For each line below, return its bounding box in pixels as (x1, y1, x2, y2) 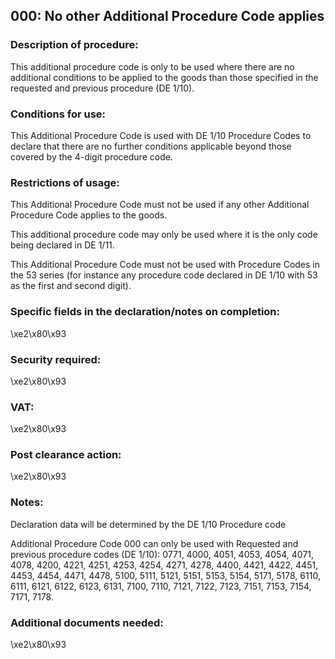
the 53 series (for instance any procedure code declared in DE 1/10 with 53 (10, 269, 318, 281)
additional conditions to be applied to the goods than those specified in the (10, 71, 319, 83)
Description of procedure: (10, 38, 139, 52)
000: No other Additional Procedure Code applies (10, 8, 325, 25)
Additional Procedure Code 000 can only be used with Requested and (10, 537, 299, 549)
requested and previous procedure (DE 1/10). (10, 82, 195, 94)
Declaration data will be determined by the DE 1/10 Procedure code (10, 518, 287, 530)
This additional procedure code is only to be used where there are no (10, 60, 295, 73)
